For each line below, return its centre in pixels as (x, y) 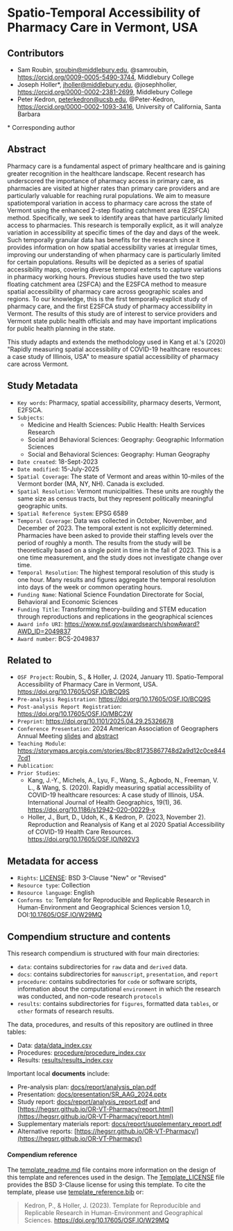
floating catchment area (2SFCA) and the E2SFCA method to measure (107, 284)
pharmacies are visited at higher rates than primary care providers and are (113, 188)
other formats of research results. (66, 1011)
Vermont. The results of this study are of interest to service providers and (112, 313)
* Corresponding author (41, 127)
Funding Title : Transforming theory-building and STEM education (112, 609)
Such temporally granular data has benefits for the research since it (104, 240)
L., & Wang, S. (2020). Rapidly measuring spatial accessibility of (119, 788)
